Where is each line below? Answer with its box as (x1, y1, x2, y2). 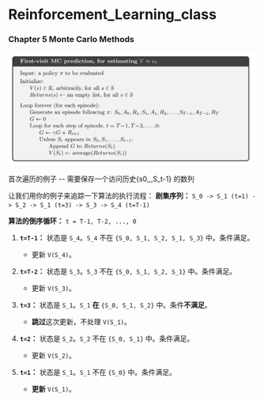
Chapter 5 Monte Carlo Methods (8, 34, 134, 45)
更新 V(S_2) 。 (31, 350, 77, 361)
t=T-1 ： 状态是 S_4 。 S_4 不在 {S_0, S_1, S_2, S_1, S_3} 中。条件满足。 (19, 233, 255, 243)
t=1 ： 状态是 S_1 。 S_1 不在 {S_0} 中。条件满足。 (19, 368, 176, 377)
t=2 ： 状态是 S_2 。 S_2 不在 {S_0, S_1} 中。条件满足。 (19, 334, 194, 343)
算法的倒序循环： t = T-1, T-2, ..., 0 (8, 216, 137, 226)
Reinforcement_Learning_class (8, 6, 217, 24)
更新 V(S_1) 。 (31, 384, 77, 394)
